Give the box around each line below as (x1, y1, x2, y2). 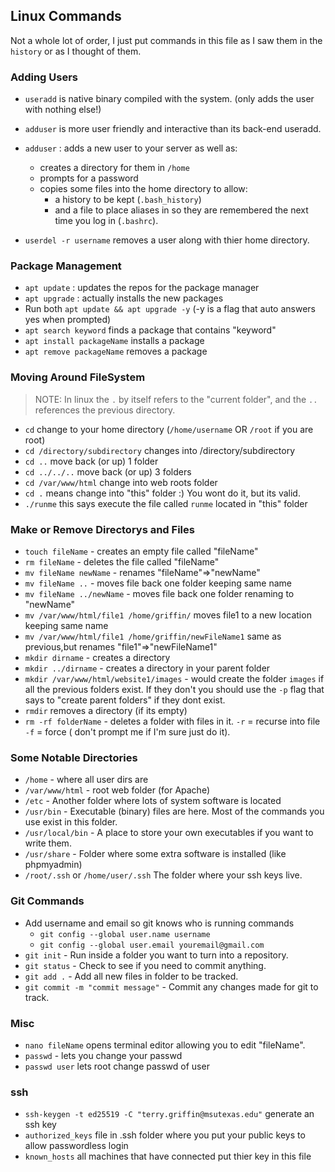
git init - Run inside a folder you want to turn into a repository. (24, 949, 289, 961)
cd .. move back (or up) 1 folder (24, 455, 159, 467)
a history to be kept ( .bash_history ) (54, 194, 202, 206)
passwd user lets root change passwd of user (24, 1060, 210, 1072)
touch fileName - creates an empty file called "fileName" (24, 545, 259, 557)
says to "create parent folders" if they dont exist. (24, 694, 226, 706)
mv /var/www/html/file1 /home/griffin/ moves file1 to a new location (24, 609, 312, 621)
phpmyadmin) (24, 859, 83, 871)
